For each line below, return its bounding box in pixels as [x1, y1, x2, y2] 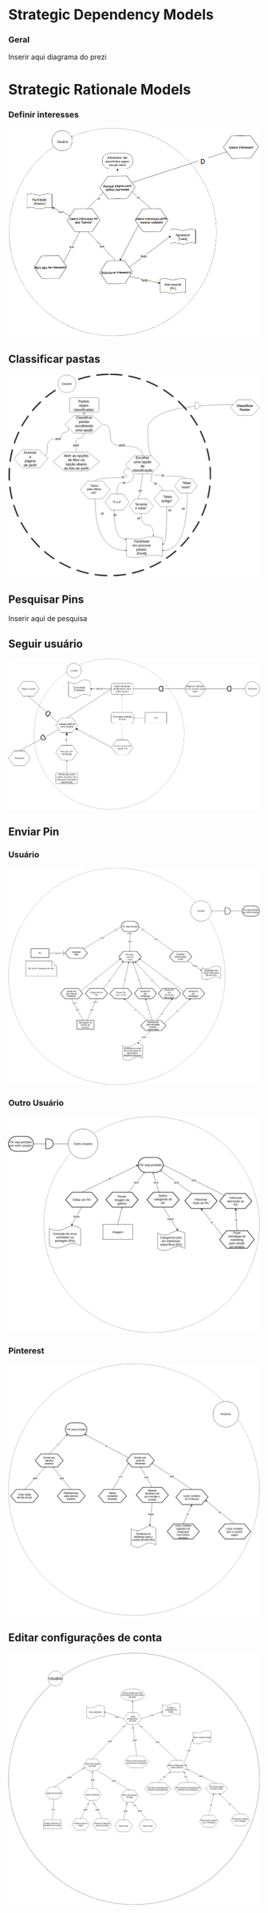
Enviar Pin [8, 825, 60, 839]
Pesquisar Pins [8, 592, 85, 606]
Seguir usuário [8, 637, 84, 651]
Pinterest [8, 1345, 45, 1356]
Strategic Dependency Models [8, 6, 214, 24]
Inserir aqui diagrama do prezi [8, 52, 107, 62]
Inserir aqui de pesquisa [8, 614, 88, 624]
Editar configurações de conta [8, 1631, 163, 1644]
